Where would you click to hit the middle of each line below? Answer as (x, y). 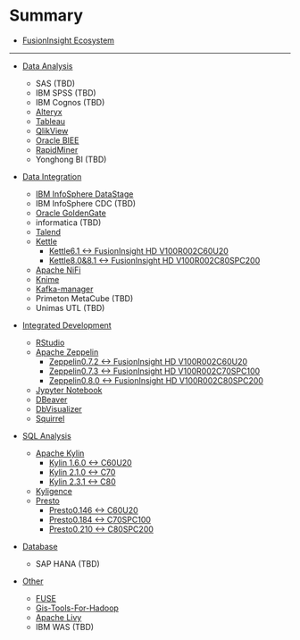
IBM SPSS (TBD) (66, 93)
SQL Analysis (46, 435)
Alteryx (49, 112)
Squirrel (50, 418)
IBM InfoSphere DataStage (84, 194)
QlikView (52, 131)
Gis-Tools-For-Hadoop (77, 608)
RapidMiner (57, 149)
